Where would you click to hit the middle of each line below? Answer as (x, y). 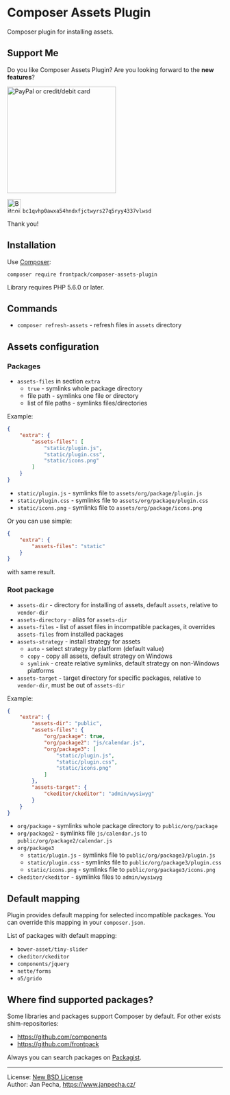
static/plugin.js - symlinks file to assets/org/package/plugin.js (110, 493)
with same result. (31, 572)
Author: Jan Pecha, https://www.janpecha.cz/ (71, 1085)
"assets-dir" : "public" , (67, 724)
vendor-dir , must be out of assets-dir (71, 685)
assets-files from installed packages (70, 634)
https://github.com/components (62, 1037)
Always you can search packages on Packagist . (74, 1057)
